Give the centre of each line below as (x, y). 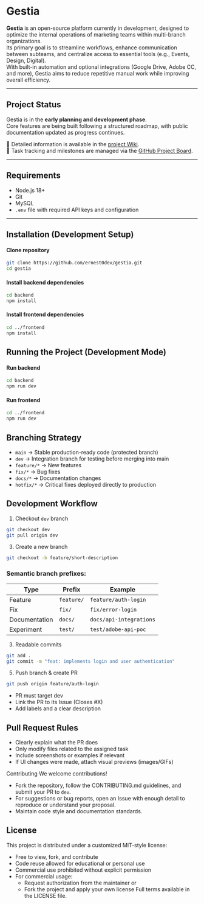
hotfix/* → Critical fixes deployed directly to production (86, 484)
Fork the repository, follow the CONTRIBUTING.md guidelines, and (98, 786)
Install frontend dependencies (45, 314)
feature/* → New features (48, 465)
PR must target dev (39, 696)
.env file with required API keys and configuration (77, 210)
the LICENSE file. (45, 895)
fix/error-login (114, 609)
